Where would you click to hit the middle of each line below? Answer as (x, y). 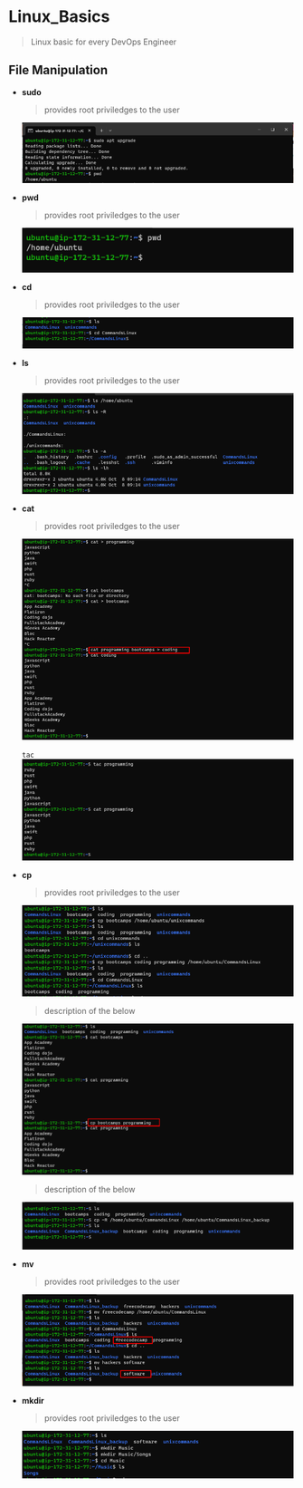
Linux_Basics (59, 17)
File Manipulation (58, 70)
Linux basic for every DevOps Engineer (104, 42)
